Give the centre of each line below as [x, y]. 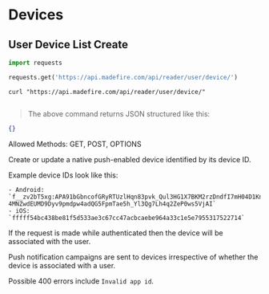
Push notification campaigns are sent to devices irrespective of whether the [133, 257]
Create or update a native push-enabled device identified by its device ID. [130, 159]
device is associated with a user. [62, 265]
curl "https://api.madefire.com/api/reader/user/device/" [107, 92]
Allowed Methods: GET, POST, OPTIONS [75, 144]
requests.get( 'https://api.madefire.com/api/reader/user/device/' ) [123, 77]
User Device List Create [68, 45]
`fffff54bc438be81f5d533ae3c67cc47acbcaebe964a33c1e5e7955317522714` [127, 218]
